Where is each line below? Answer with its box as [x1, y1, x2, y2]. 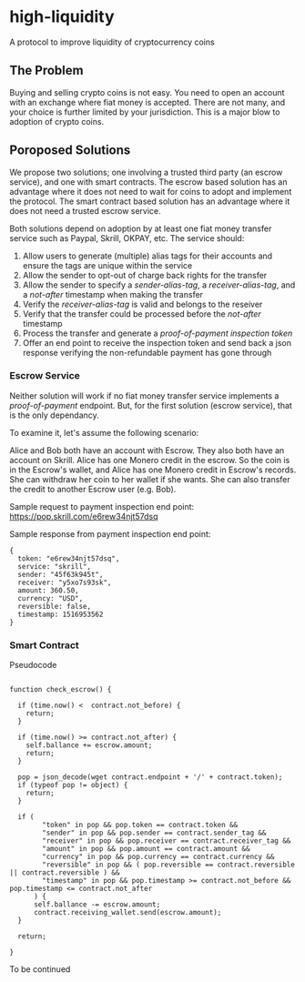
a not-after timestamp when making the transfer [22, 289, 203, 299]
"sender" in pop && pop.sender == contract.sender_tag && [42, 828, 267, 838]
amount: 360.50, [17, 585, 79, 595]
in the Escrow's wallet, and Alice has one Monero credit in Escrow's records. [9, 464, 297, 475]
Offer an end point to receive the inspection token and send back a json [22, 337, 291, 348]
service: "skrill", [17, 562, 92, 571]
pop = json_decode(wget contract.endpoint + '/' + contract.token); [17, 773, 283, 782]
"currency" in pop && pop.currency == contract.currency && [42, 853, 275, 862]
